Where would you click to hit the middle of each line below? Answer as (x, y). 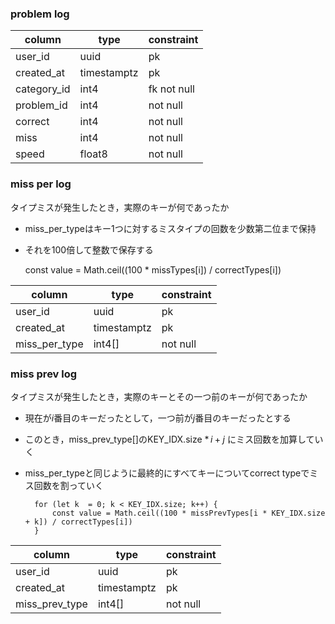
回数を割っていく (69, 485)
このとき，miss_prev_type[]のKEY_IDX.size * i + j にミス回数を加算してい (174, 439)
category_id (43, 89)
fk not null (171, 89)
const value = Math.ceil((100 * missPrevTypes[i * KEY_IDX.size (188, 513)
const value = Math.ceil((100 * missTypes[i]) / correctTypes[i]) (153, 269)
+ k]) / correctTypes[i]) (78, 522)
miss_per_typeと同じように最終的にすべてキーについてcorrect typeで (167, 473)
